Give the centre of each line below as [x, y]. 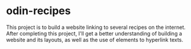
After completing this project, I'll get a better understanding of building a [94, 33]
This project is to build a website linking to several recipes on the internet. [96, 27]
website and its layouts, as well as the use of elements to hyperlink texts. [95, 40]
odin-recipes [38, 11]
